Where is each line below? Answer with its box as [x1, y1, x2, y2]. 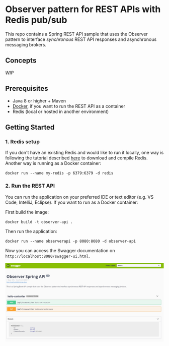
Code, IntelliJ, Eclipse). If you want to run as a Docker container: [5, 199, 138, 205]
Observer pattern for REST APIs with [5, 4, 161, 15]
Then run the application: [5, 228, 57, 234]
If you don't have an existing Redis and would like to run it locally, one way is [5, 150, 164, 156]
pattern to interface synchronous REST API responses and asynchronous [5, 36, 157, 42]
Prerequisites [5, 84, 48, 93]
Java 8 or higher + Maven [12, 97, 66, 104]
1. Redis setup [5, 138, 40, 145]
